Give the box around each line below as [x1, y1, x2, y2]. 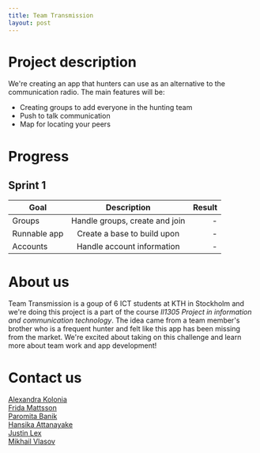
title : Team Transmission [8, 11, 93, 20]
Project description [8, 53, 137, 71]
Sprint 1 [8, 179, 47, 192]
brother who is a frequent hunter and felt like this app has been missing [8, 324, 241, 334]
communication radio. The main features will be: [8, 88, 165, 97]
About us [8, 273, 70, 291]
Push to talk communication [19, 111, 111, 121]
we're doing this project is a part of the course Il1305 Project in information [8, 308, 252, 317]
